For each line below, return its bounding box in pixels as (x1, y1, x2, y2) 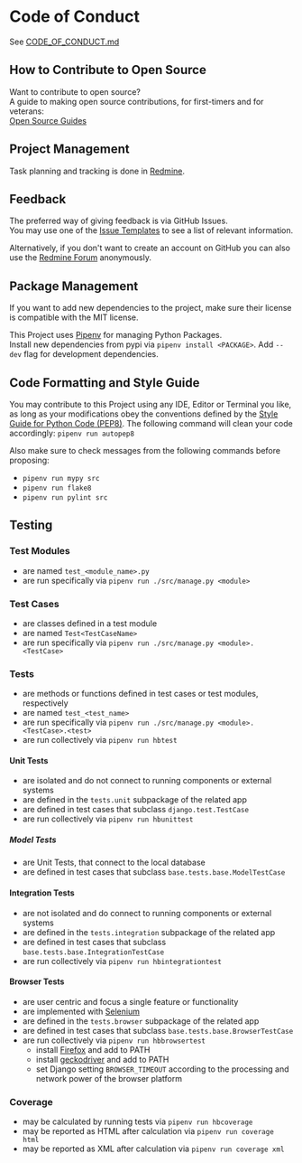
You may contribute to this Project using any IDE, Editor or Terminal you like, (9, 399, 292, 409)
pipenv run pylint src (22, 493, 108, 502)
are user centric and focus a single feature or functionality (22, 996, 239, 1007)
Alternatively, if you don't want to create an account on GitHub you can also (9, 242, 291, 254)
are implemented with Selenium (22, 1006, 140, 1017)
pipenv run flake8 (22, 483, 92, 492)
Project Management (9, 142, 130, 157)
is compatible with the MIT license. (9, 312, 139, 323)
